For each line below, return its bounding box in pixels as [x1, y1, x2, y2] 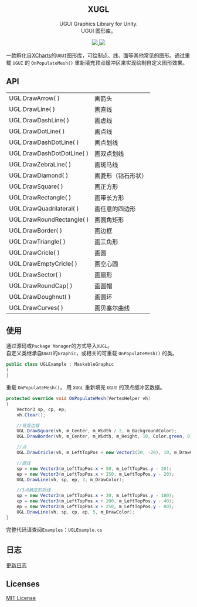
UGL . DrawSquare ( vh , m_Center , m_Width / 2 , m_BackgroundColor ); [16, 428, 177, 434]
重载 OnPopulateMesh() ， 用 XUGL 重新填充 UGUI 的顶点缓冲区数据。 [6, 384, 165, 391]
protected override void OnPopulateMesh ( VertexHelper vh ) [6, 396, 151, 402]
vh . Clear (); [16, 412, 46, 418]
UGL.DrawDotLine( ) [9, 127, 65, 135]
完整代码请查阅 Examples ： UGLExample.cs [6, 526, 103, 533]
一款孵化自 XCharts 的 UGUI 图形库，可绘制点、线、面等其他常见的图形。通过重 [6, 52, 191, 59]
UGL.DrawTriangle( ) [9, 237, 66, 245]
